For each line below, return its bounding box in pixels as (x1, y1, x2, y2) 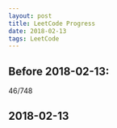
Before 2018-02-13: (8, 64, 110, 78)
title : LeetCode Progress (8, 19, 95, 28)
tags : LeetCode (8, 34, 60, 43)
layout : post (8, 11, 52, 20)
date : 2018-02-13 (8, 27, 67, 35)
